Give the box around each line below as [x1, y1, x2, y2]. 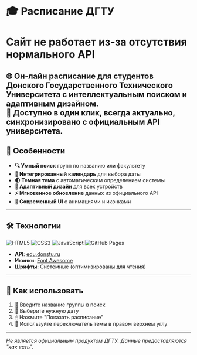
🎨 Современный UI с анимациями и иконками [14, 197, 131, 205]
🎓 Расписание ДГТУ [6, 5, 115, 18]
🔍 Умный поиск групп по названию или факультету [14, 162, 145, 169]
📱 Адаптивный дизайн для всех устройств [14, 183, 123, 190]
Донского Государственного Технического [6, 80, 173, 90]
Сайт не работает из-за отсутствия [6, 36, 188, 49]
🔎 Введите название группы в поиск [14, 301, 106, 308]
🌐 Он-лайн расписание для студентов [6, 71, 154, 81]
